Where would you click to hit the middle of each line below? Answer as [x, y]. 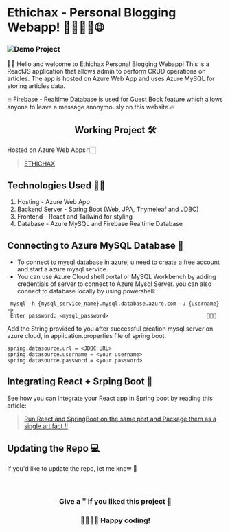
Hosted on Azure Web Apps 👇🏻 [51, 150]
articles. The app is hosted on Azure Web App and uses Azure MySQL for [111, 79]
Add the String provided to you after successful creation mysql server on [110, 329]
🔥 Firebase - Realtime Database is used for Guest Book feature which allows [115, 99]
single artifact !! [46, 426]
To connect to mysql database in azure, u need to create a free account [118, 262]
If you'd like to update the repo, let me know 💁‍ [72, 468]
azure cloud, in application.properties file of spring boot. [87, 335]
